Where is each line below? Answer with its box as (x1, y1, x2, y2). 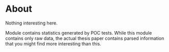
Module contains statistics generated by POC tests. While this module (5, 30, 152, 36)
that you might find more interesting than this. (5, 40, 101, 46)
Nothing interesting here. (5, 20, 58, 26)
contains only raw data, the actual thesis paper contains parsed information (5, 35, 164, 41)
